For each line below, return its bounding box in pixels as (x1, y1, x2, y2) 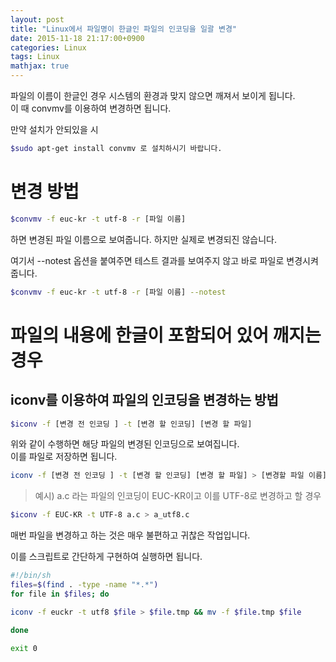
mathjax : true (10, 61, 70, 71)
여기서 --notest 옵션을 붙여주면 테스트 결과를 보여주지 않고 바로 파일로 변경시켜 (10, 254, 319, 266)
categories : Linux (10, 42, 87, 53)
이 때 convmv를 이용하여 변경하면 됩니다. (10, 102, 172, 114)
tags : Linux (10, 52, 60, 62)
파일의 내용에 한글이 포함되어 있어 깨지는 (10, 324, 322, 346)
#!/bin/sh (10, 571, 52, 581)
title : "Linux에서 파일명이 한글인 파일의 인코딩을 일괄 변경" (10, 24, 237, 34)
